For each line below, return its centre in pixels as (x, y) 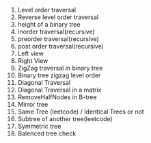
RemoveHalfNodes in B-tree (57, 97)
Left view (30, 53)
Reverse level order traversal (58, 17)
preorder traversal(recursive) (58, 39)
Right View (33, 61)
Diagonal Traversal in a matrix (59, 90)
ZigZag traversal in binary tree (60, 68)
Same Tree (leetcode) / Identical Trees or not (81, 112)
